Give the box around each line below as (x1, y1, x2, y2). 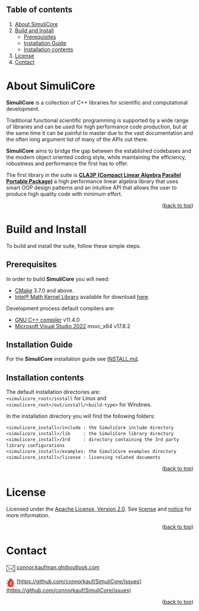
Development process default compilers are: (6, 304, 115, 311)
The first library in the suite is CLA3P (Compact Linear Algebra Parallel (6, 171, 181, 178)
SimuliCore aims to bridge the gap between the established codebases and (6, 147, 192, 154)
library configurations (6, 443, 65, 449)
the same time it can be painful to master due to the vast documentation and (6, 129, 193, 136)
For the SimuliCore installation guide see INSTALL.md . (6, 355, 140, 363)
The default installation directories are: (6, 389, 101, 396)
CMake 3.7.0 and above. (14, 286, 74, 294)
